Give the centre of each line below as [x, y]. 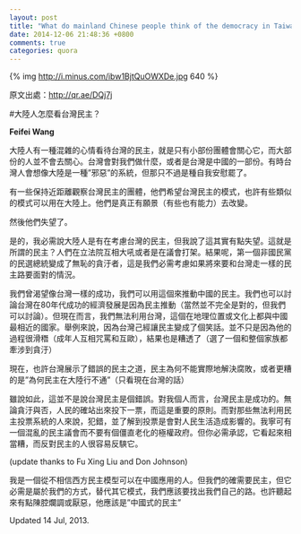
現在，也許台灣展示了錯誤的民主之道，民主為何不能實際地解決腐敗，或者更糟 [150, 369]
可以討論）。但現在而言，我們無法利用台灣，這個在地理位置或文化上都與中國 [149, 316]
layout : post [34, 17]
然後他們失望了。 [41, 222]
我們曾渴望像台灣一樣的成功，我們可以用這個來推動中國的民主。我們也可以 [146, 294]
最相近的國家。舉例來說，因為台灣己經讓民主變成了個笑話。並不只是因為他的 [150, 327]
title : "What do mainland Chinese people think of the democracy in [140, 26]
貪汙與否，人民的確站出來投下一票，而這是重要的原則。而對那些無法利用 [150, 410]
